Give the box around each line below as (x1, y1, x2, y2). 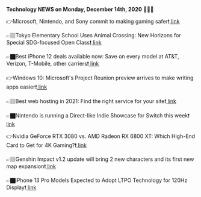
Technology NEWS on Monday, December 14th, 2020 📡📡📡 (6, 6, 154, 13)
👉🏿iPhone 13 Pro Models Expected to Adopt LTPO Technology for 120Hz (6, 177, 188, 184)
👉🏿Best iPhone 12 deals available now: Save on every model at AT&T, (6, 53, 179, 60)
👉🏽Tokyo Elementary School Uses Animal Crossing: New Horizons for (6, 32, 182, 39)
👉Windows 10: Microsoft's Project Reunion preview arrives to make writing (6, 74, 194, 81)
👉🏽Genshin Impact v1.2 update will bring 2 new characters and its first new (6, 155, 194, 163)
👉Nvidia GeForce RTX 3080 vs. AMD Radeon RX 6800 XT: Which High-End (6, 133, 196, 140)
